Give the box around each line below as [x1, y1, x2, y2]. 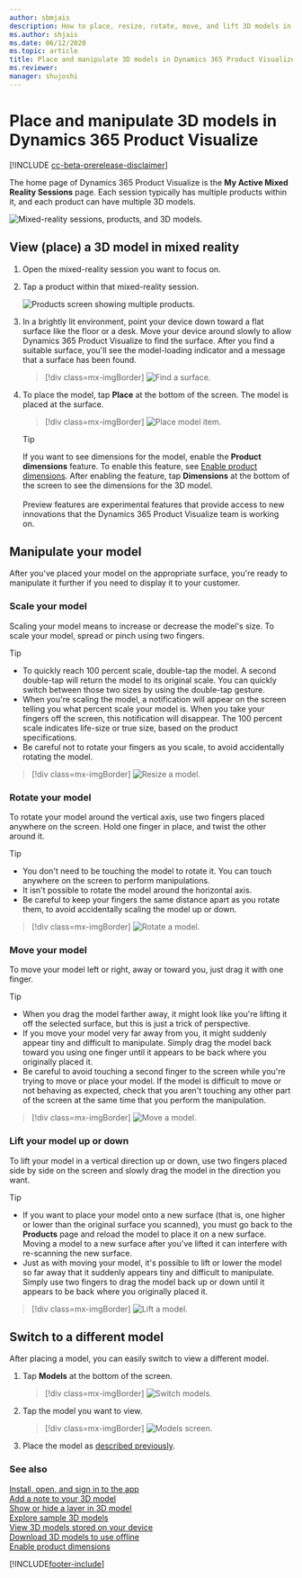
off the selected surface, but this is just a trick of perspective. [22, 1019, 251, 1029]
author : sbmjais [9, 13, 70, 23]
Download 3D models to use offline [9, 1531, 140, 1542]
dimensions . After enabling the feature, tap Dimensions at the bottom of [22, 470, 290, 481]
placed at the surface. [22, 398, 104, 410]
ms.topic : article [9, 47, 78, 56]
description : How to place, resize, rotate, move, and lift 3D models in [9, 22, 292, 31]
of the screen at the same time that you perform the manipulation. [22, 1095, 267, 1106]
